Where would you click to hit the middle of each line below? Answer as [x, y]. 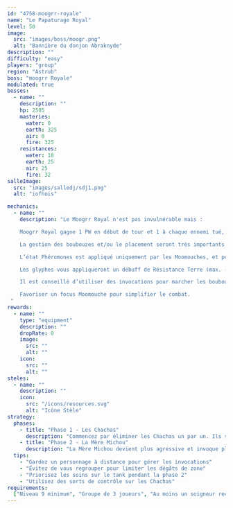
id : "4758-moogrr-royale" [44, 14]
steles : [18, 378]
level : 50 [21, 26]
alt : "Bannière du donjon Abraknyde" [68, 46]
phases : [25, 423]
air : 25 [37, 168]
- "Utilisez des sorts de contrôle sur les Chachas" [97, 481]
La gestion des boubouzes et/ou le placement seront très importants [122, 244]
